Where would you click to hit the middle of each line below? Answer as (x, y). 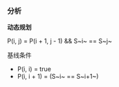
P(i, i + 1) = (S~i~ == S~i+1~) (58, 77)
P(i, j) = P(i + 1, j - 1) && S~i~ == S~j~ (59, 41)
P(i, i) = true (34, 69)
